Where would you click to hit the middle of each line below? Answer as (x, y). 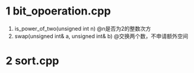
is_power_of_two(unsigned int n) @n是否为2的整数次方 (83, 28)
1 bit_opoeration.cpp (59, 11)
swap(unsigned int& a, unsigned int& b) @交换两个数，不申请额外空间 (101, 36)
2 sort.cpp (32, 61)
